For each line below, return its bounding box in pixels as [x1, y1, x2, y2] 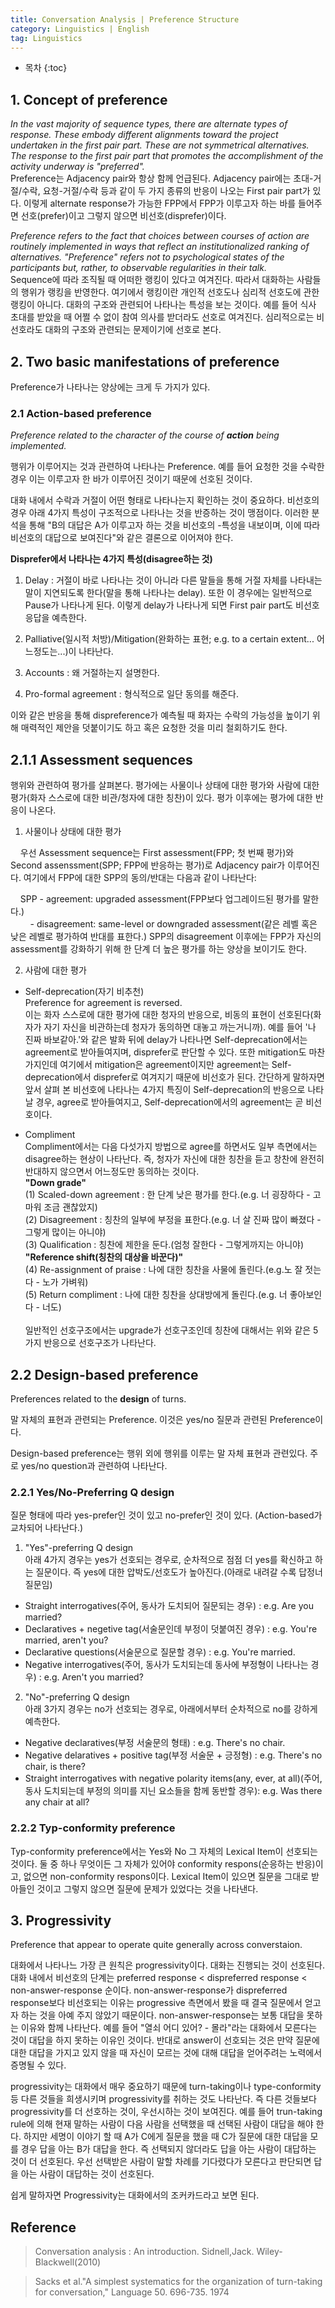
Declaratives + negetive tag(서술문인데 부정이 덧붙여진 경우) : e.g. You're [24, 1623, 318, 1635]
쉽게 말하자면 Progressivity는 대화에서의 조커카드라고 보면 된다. [10, 2189, 260, 2201]
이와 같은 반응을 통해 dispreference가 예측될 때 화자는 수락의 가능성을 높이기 [10, 709, 310, 721]
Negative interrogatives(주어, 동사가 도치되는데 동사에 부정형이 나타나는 [24, 1659, 309, 1671]
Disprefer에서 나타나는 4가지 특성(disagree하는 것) [10, 553, 213, 565]
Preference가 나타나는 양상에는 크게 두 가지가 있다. [10, 381, 211, 393]
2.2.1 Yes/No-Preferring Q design [10, 1485, 175, 1499]
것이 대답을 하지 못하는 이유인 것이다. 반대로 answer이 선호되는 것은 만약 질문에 [10, 2034, 320, 2046]
